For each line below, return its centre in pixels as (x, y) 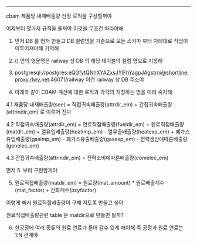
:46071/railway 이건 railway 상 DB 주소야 (97, 79)
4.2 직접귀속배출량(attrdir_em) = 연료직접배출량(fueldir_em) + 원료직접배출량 (95, 124)
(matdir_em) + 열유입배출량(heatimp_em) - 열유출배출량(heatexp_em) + (90, 132)
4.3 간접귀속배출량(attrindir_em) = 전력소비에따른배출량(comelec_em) (87, 158)
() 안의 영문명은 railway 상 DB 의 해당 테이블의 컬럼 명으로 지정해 (89, 61)
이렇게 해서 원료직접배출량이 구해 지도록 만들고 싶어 (65, 203)
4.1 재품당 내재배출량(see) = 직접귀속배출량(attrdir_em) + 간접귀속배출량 (89, 104)
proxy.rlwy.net (32, 79)
